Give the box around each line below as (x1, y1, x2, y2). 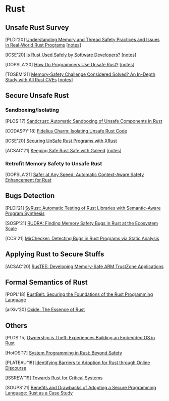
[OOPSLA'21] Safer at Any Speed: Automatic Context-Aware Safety (5, 171, 144, 177)
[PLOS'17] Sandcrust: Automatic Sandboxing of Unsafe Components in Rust (5, 118, 162, 124)
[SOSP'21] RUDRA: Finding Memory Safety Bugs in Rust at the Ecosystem (5, 220, 158, 226)
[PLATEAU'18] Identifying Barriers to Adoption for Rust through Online (5, 360, 150, 366)
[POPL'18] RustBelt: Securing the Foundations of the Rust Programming (5, 291, 153, 297)
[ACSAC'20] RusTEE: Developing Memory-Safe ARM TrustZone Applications (5, 263, 164, 270)
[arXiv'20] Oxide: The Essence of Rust (5, 306, 85, 313)
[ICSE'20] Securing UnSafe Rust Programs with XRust (5, 138, 117, 144)
